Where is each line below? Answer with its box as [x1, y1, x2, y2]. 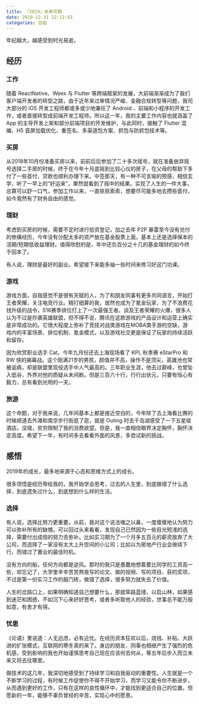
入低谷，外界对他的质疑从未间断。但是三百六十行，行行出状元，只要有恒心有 [6, 371, 193, 378]
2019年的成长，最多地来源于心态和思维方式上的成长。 [6, 468, 137, 475]
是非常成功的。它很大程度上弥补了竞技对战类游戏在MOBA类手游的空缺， [6, 321, 183, 329]
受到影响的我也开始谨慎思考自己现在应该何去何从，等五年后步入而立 [21, 649, 188, 656]
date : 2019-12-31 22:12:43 [6, 14, 73, 20]
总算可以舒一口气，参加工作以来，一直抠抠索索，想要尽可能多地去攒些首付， [6, 188, 193, 195]
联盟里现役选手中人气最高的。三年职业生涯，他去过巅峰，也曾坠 [37, 364, 193, 371]
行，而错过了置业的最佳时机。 [6, 548, 79, 555]
